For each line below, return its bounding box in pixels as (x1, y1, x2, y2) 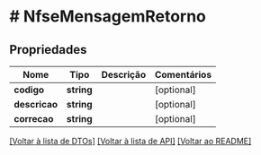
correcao (13, 113, 54, 125)
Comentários (154, 69, 212, 81)
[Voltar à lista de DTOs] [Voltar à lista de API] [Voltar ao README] (9, 136, 252, 146)
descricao (13, 99, 58, 110)
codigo (13, 83, 45, 96)
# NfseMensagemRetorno (9, 6, 207, 27)
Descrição (101, 69, 147, 81)
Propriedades (9, 42, 87, 57)
